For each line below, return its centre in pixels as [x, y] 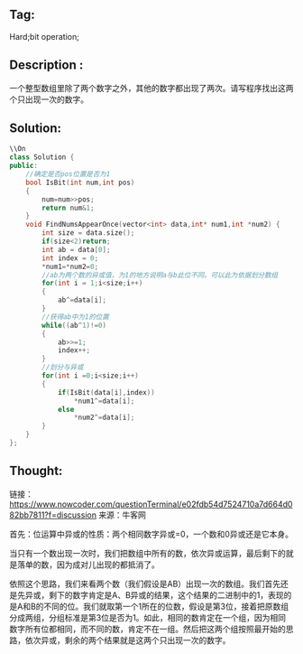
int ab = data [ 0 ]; [76, 249]
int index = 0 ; [70, 258]
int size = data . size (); [88, 233]
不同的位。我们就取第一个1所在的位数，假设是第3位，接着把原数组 [166, 606]
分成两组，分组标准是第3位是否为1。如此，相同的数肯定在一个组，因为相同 [148, 617]
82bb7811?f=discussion [53, 515]
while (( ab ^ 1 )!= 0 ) [74, 325]
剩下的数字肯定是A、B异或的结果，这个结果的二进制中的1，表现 [166, 594]
